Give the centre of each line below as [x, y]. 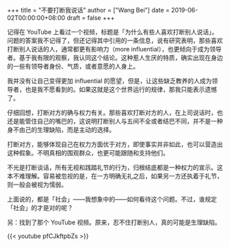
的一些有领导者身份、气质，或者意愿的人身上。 [73, 66]
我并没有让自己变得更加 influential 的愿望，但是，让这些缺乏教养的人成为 [110, 81]
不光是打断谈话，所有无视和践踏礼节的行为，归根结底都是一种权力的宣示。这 [115, 167]
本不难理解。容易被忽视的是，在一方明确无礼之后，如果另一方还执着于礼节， [115, 176]
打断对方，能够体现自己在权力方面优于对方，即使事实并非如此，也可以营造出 [115, 144]
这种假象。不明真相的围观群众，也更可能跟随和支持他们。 [88, 153]
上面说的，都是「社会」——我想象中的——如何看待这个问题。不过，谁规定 [112, 199]
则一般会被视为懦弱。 [37, 185]
